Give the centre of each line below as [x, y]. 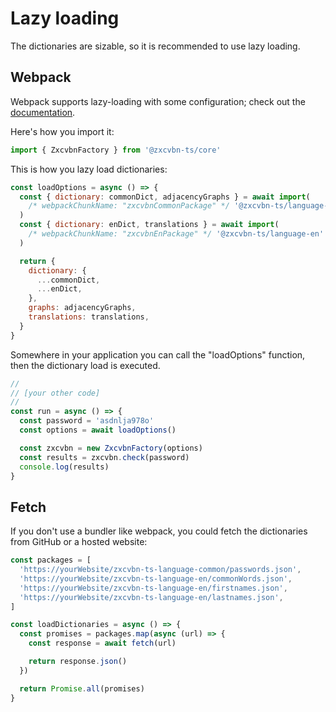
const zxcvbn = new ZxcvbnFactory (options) [111, 448]
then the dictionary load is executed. [85, 365]
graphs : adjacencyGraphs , [82, 308]
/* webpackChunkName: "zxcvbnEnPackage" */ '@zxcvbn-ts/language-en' [176, 234]
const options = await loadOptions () [98, 430]
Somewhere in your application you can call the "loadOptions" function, [158, 354]
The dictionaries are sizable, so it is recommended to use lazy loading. [155, 46]
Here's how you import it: [62, 131]
